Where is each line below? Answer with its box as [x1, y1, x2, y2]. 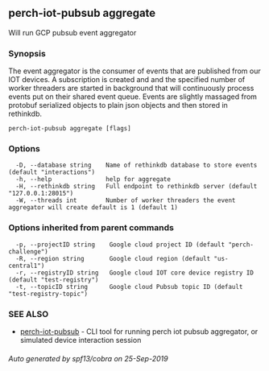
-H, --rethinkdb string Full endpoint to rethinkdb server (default [15, 183, 258, 191]
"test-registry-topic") [8, 290, 89, 298]
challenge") [8, 247, 48, 256]
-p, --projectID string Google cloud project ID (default [15, 241, 226, 249]
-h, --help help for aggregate [15, 175, 172, 183]
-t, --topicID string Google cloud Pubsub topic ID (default [15, 282, 243, 291]
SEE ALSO [8, 308, 49, 319]
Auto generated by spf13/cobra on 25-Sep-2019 [8, 353, 168, 363]
